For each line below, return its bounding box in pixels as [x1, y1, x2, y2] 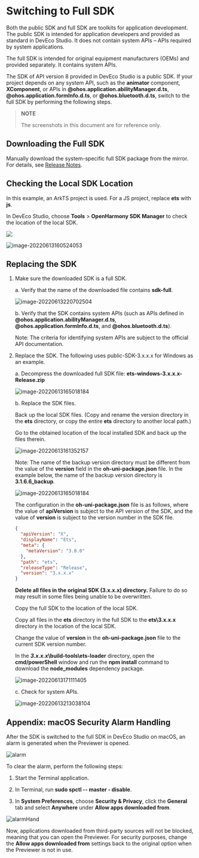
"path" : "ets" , [20, 559, 59, 565]
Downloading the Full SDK [6, 139, 105, 149]
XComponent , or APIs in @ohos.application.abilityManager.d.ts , [6, 85, 169, 92]
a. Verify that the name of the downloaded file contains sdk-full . [14, 287, 173, 294]
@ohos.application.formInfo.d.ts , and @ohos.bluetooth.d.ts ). [14, 323, 172, 330]
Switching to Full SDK [6, 4, 115, 18]
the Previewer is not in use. [6, 846, 73, 853]
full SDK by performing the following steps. [6, 98, 112, 106]
